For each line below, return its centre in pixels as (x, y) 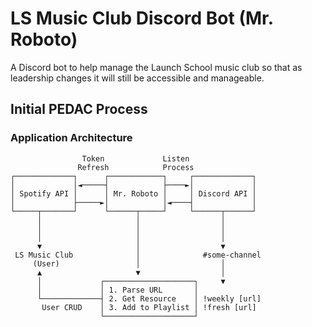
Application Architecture (71, 138)
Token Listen (135, 158)
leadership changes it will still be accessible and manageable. (137, 78)
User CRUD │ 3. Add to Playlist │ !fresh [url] (149, 307)
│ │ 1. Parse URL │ (117, 290)
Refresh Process (136, 167)
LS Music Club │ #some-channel (138, 255)
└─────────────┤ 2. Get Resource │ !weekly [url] (149, 298)
